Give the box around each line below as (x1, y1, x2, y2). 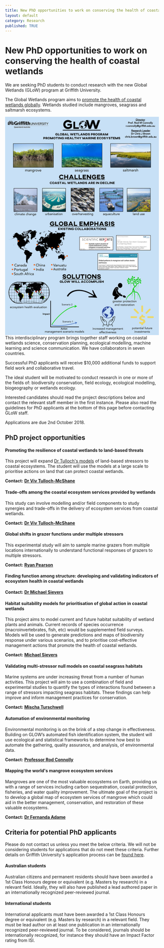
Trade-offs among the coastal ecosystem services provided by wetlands (5, 489, 156, 495)
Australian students (5, 863, 46, 869)
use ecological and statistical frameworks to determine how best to (5, 737, 141, 743)
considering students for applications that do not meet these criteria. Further (5, 846, 159, 852)
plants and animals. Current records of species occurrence (5, 622, 123, 628)
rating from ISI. (5, 937, 35, 944)
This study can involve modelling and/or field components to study (5, 500, 140, 506)
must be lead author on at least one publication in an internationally (5, 922, 141, 928)
